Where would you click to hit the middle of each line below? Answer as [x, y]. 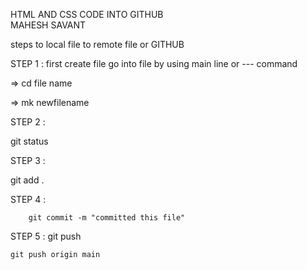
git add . [27, 180]
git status [29, 141]
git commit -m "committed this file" [107, 218]
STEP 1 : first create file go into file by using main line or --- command [154, 63]
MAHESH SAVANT [48, 25]
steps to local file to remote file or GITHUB [97, 44]
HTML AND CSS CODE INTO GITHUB [87, 14]
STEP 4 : [28, 199]
